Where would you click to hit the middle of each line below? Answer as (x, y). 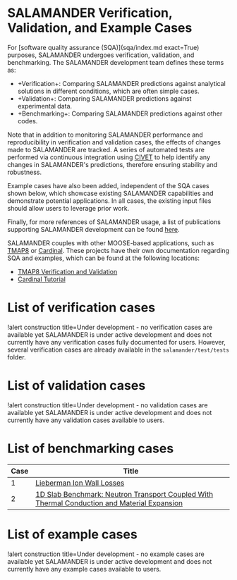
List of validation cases (77, 386)
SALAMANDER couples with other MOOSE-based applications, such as (111, 243)
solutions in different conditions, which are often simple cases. (108, 91)
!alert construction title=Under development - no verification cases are (110, 327)
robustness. (25, 172)
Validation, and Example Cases (100, 28)
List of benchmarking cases (91, 448)
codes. (28, 121)
